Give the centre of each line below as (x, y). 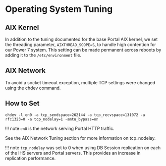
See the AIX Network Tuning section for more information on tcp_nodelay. (81, 138)
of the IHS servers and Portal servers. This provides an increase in (73, 153)
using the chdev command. (33, 88)
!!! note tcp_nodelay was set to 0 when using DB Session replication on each (83, 148)
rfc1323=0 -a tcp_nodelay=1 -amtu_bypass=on (52, 119)
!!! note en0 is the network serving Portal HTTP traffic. (60, 128)
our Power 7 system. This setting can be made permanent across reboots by (83, 50)
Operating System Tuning (59, 9)
